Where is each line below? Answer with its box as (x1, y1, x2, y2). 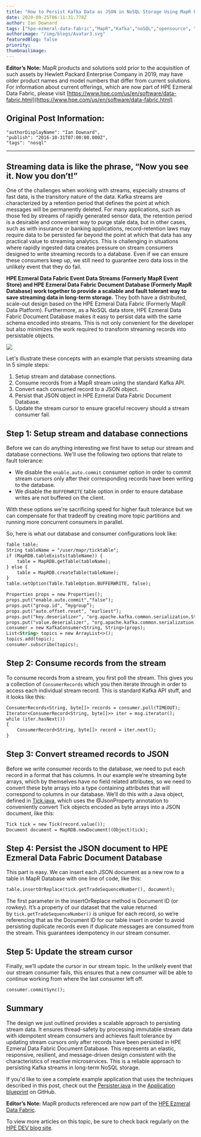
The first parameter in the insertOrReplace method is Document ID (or (6, 897, 178, 905)
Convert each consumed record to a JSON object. (14, 386, 139, 393)
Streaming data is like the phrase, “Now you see (6, 161, 189, 171)
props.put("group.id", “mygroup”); (6, 603, 95, 609)
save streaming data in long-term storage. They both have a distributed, (6, 294, 187, 301)
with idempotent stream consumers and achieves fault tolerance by (6, 1032, 172, 1039)
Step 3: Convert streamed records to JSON (6, 749, 169, 760)
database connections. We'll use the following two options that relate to (6, 450, 182, 458)
